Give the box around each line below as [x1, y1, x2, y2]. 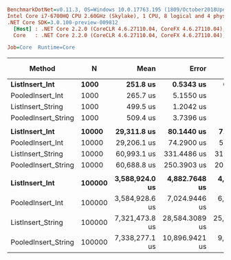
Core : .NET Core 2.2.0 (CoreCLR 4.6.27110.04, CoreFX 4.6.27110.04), [13, 32, 226, 38]
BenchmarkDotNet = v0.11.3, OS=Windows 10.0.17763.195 [7, 6, 162, 13]
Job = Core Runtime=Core [7, 44, 76, 51]
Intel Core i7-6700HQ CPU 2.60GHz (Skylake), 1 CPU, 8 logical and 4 [7, 12, 211, 19]
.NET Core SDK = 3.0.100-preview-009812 [7, 19, 118, 26]
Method [29, 64, 56, 73]
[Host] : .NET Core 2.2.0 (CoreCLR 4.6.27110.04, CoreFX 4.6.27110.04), [13, 25, 226, 32]
